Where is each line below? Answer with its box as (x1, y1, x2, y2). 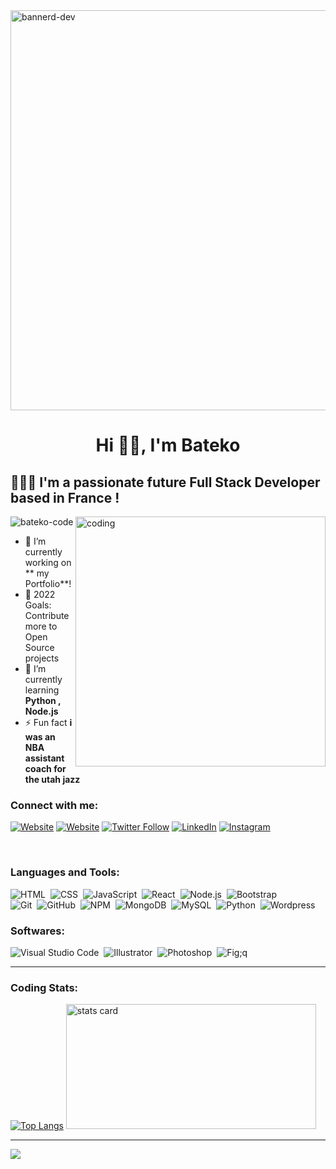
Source (24, 642, 55, 653)
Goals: (24, 599, 52, 611)
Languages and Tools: (10, 865, 120, 879)
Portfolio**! (24, 578, 72, 589)
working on (24, 557, 72, 568)
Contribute (24, 610, 70, 621)
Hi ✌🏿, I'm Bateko (95, 434, 241, 457)
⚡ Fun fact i (24, 717, 73, 728)
